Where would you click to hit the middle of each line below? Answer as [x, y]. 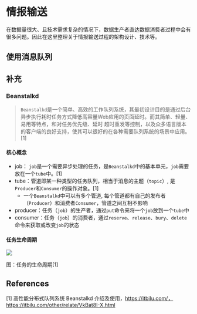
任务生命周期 [21, 239]
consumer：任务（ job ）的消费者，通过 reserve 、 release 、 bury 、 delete [101, 218]
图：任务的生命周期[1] [32, 265]
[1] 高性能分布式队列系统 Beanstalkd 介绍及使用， [66, 298]
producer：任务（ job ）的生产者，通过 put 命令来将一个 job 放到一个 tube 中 [102, 210]
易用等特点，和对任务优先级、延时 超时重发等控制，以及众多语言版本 [103, 124]
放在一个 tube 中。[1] [38, 174]
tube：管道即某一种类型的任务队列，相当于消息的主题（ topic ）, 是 [95, 181]
